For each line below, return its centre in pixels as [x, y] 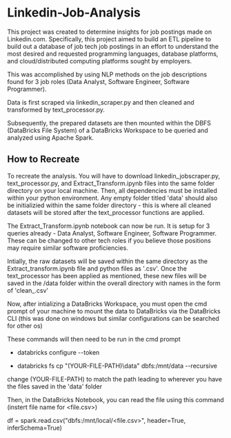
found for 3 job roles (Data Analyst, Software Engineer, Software [98, 81]
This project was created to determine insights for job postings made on [110, 32]
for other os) [25, 326]
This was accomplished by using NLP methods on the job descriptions [107, 74]
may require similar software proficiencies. [68, 248]
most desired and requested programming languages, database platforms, [113, 54]
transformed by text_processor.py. [56, 109]
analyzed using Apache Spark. [51, 137]
